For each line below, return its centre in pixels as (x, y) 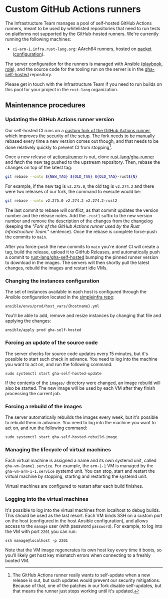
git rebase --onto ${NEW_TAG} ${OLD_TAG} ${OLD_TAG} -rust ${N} (71, 177)
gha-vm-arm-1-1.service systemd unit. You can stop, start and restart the (80, 471)
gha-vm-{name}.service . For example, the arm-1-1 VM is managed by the (79, 466)
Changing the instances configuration (52, 280)
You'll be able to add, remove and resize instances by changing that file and (83, 316)
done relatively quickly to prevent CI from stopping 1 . (59, 147)
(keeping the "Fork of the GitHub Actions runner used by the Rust (72, 226)
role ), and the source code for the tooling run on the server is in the (74, 69)
